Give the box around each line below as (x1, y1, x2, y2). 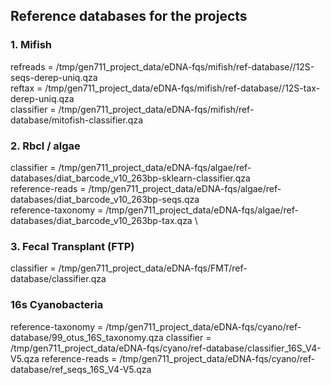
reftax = (10, 82, 43, 94)
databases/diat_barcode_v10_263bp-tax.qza (10, 214, 193, 226)
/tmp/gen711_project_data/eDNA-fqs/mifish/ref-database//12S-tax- (44, 82, 321, 94)
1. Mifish (10, 38, 52, 52)
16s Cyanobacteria (10, 298, 104, 312)
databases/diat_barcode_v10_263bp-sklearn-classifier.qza (10, 172, 251, 184)
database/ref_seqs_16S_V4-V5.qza (10, 363, 152, 375)
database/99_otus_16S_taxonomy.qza (10, 331, 164, 343)
